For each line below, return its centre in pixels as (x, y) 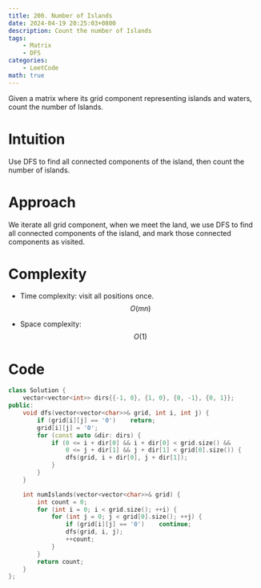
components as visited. (47, 241)
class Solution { (37, 391)
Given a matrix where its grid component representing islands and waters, (130, 98)
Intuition (37, 139)
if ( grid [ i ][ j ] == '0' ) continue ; (128, 525)
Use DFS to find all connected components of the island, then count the (126, 161)
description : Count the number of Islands (80, 30)
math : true (26, 75)
